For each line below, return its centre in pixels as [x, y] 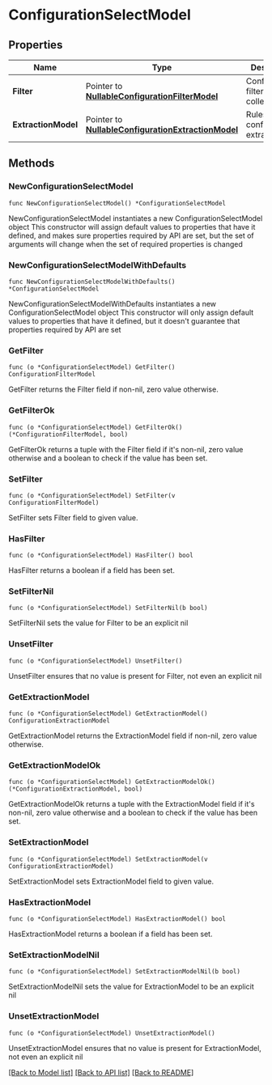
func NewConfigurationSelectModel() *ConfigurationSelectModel [117, 203]
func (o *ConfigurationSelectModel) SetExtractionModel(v [108, 859]
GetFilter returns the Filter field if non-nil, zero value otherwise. [113, 389]
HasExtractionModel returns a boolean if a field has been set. [110, 934]
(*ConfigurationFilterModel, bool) [68, 434]
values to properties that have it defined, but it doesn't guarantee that [124, 320]
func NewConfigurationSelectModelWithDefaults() [92, 282]
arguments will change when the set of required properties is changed [125, 244]
